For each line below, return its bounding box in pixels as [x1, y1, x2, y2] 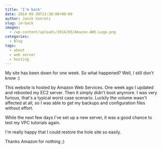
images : [5, 25, 21, 30]
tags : [5, 43, 16, 48]
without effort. [5, 105, 33, 111]
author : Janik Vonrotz [5, 16, 51, 21]
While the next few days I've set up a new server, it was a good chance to [5, 115, 152, 120]
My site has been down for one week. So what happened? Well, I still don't [5, 70, 154, 76]
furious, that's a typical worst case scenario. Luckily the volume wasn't [5, 95, 147, 101]
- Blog [9, 39, 23, 44]
